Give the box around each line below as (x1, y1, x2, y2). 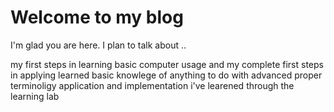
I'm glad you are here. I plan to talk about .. (10, 39, 187, 51)
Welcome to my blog (10, 6, 184, 29)
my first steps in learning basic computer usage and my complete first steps (10, 58, 324, 70)
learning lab (10, 90, 60, 102)
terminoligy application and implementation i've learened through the (10, 79, 295, 91)
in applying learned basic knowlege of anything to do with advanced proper (10, 69, 323, 81)
